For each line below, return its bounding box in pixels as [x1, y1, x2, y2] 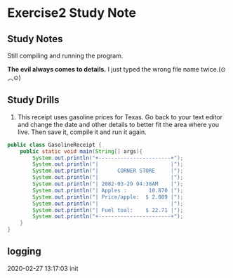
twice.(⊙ [201, 65, 226, 73]
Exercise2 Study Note [7, 5, 137, 21]
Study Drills [7, 94, 60, 106]
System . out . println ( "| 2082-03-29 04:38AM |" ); [32, 180, 184, 187]
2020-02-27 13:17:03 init [7, 264, 79, 272]
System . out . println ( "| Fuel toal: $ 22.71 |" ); [32, 206, 184, 213]
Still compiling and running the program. [7, 51, 124, 60]
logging [7, 246, 42, 258]
